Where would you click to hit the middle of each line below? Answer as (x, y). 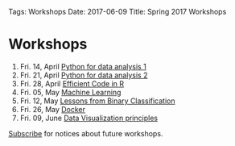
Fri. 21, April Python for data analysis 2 (84, 75)
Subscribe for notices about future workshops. (86, 133)
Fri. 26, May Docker (53, 109)
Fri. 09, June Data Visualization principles (89, 118)
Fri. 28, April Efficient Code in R (72, 83)
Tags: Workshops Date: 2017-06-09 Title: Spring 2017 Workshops (117, 12)
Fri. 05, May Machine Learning (70, 92)
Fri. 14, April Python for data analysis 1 (83, 66)
